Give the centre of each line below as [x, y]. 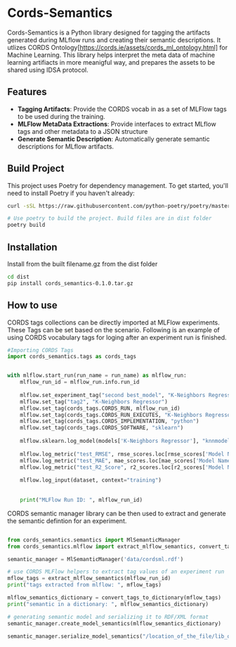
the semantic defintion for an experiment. [67, 521]
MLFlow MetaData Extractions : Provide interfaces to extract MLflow [117, 124]
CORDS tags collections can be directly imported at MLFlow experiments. [113, 322]
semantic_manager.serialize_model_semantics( [75, 636]
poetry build [26, 225]
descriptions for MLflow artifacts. [66, 146]
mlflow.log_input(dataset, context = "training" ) [91, 480]
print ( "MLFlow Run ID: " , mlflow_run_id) [81, 500]
